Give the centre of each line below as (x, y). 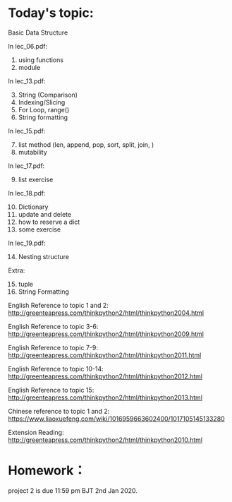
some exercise (39, 229)
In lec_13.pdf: (27, 81)
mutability (33, 152)
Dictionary (33, 207)
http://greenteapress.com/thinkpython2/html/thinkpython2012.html (105, 376)
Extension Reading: (36, 432)
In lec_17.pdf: (26, 166)
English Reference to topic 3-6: (53, 326)
